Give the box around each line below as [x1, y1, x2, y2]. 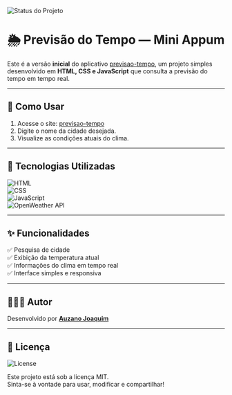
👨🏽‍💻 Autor [7, 296, 52, 308]
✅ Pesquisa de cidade [7, 246, 70, 254]
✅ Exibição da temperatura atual [7, 253, 99, 262]
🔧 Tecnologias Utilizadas [7, 160, 115, 172]
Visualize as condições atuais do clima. [17, 134, 129, 142]
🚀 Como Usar [7, 101, 65, 113]
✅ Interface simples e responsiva [7, 269, 101, 277]
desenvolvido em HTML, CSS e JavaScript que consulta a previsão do [7, 66, 209, 75]
